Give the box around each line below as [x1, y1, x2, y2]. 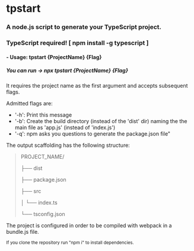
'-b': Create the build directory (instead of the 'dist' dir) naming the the [14, 117, 187, 124]
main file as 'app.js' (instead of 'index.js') [14, 124, 116, 131]
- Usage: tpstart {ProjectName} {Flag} [6, 53, 102, 60]
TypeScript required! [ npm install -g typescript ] [6, 39, 149, 47]
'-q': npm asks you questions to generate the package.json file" [14, 130, 171, 137]
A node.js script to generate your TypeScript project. [6, 23, 162, 31]
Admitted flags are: [6, 99, 53, 107]
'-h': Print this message [14, 111, 72, 118]
